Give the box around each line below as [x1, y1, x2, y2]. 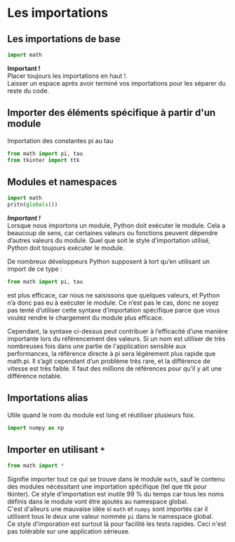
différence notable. [7, 371, 62, 380]
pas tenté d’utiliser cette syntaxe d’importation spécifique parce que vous [7, 305, 220, 314]
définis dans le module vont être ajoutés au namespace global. [7, 497, 189, 506]
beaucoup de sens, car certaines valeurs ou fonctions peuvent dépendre [7, 229, 218, 237]
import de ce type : [7, 265, 62, 273]
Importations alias [7, 392, 88, 404]
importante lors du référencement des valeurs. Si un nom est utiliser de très [7, 334, 226, 343]
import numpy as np [7, 424, 65, 431]
